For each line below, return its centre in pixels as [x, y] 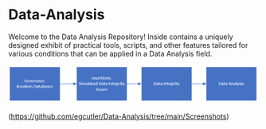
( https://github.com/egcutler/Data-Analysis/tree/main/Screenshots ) [119, 116]
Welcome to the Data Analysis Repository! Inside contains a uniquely [121, 37]
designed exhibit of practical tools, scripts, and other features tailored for [128, 45]
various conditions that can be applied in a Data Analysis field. [110, 53]
